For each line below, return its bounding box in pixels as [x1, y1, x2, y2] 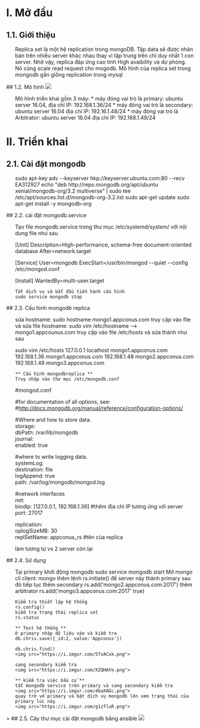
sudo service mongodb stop [14, 294, 82, 300]
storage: [14, 422, 36, 430]
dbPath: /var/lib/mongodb [14, 429, 79, 436]
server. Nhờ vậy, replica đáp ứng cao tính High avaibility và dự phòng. [14, 59, 187, 65]
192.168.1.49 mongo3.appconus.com [14, 360, 104, 366]
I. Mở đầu [6, 6, 53, 20]
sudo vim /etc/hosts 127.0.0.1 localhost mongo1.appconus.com [14, 347, 168, 354]
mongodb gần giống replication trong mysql [14, 71, 123, 78]
